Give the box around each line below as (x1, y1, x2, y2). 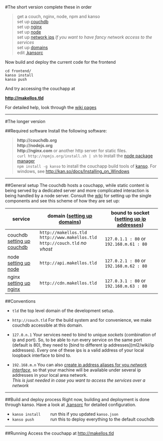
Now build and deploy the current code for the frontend (5, 59, 116, 65)
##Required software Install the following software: (5, 128, 107, 133)
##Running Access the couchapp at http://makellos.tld (5, 430, 114, 436)
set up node (16, 29, 41, 35)
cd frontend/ (5, 69, 32, 73)
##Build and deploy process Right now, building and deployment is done (5, 397, 150, 402)
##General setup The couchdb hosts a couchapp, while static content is (5, 183, 149, 188)
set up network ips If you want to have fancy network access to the (16, 34, 152, 40)
